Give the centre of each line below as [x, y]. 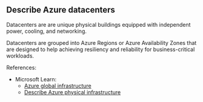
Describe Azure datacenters [61, 10]
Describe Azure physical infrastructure [72, 92]
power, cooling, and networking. [46, 31]
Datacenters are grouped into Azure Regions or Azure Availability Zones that [101, 42]
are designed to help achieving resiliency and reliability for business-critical [101, 49]
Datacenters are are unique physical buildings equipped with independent [98, 24]
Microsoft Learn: [36, 79]
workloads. [20, 56]
